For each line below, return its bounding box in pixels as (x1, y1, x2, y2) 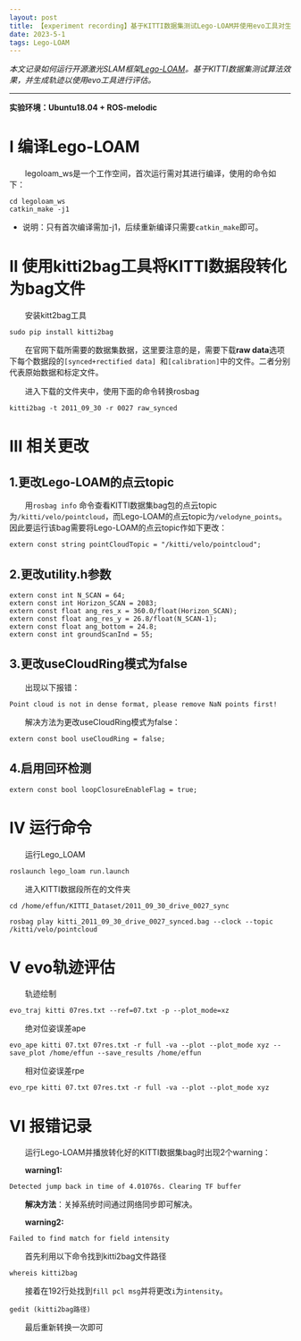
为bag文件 (9, 279, 86, 299)
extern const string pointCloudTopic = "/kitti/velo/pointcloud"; (9, 540, 262, 550)
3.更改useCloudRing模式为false (9, 656, 188, 671)
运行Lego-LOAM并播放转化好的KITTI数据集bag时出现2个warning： (25, 1147, 271, 1158)
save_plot (9, 1049, 46, 1058)
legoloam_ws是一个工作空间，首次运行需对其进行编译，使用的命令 (25, 168, 269, 179)
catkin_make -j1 (9, 205, 70, 215)
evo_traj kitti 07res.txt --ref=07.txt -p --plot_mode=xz (9, 1007, 230, 1016)
